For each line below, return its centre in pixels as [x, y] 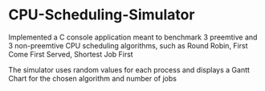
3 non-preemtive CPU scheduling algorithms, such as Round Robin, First [128, 45]
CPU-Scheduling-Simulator [102, 15]
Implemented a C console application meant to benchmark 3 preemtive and [133, 37]
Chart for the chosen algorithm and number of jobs [92, 78]
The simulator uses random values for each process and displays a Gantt [129, 69]
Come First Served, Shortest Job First [71, 54]
